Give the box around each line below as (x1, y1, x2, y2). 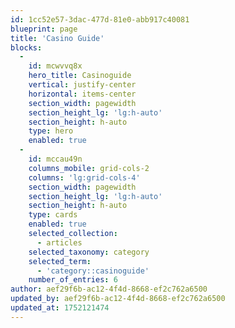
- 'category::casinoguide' (36, 266, 150, 276)
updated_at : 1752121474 (10, 303, 110, 313)
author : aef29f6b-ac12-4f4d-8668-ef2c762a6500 (10, 284, 208, 295)
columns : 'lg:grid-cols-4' (28, 172, 141, 183)
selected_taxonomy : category (28, 247, 150, 257)
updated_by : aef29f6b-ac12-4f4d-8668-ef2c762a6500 (10, 294, 226, 304)
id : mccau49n (28, 154, 83, 164)
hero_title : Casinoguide (28, 71, 132, 81)
